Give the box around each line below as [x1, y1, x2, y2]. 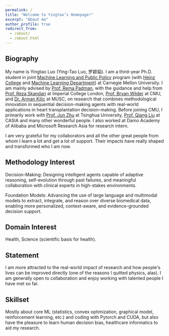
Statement [5, 251, 39, 259]
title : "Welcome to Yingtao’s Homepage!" [5, 12, 94, 17]
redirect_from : [5, 26, 37, 31]
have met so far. [5, 281, 39, 287]
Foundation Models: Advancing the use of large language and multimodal [5, 192, 157, 198]
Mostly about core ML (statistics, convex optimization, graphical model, [5, 309, 154, 315]
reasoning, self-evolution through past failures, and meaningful [5, 177, 136, 183]
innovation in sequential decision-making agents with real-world [5, 101, 139, 107]
